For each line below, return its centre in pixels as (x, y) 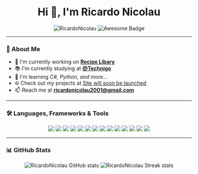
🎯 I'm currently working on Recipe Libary (65, 62)
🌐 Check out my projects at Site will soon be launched (80, 83)
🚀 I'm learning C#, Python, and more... (61, 77)
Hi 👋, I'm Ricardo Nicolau (99, 12)
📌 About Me (23, 49)
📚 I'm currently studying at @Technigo (63, 68)
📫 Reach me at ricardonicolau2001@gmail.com (74, 90)
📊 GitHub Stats (29, 150)
